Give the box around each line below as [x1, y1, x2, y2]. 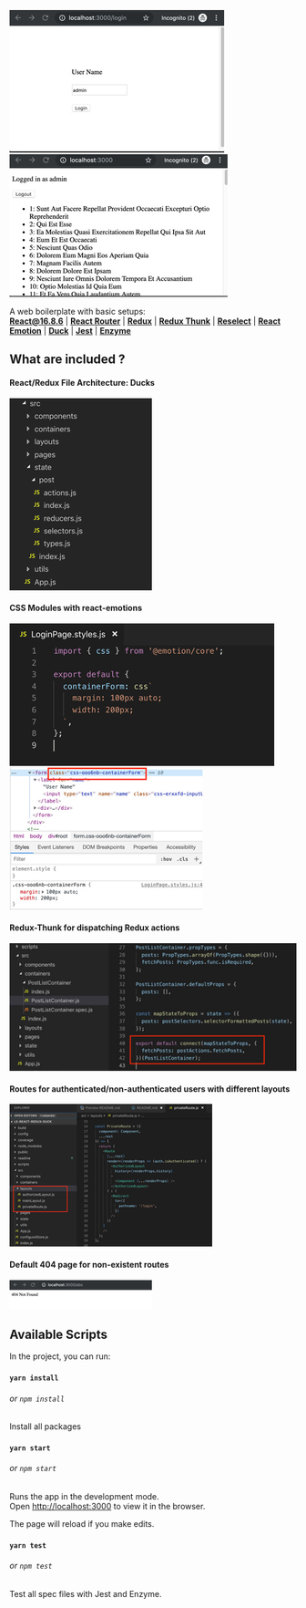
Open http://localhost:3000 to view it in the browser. [9, 1501, 206, 1511]
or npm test [9, 1561, 53, 1572]
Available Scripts [9, 1326, 107, 1342]
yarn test [9, 1541, 47, 1551]
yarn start [9, 1443, 51, 1453]
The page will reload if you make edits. [9, 1519, 155, 1529]
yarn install [9, 1374, 59, 1383]
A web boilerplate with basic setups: [9, 306, 146, 316]
